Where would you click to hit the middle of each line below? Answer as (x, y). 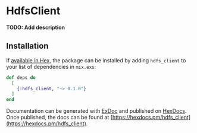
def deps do (21, 77)
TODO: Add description (36, 27)
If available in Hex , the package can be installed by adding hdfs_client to (96, 60)
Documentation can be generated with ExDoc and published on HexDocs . (96, 111)
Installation (27, 46)
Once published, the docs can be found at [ (60, 118)
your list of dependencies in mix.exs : (51, 66)
